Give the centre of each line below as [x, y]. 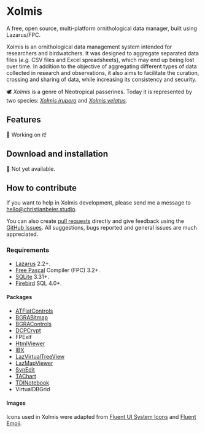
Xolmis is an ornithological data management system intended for [89, 47]
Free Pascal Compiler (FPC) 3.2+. [57, 270]
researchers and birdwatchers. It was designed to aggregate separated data [103, 53]
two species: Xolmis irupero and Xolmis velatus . [67, 100]
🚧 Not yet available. [31, 169]
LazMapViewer [34, 363]
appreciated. [22, 234]
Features [24, 120]
